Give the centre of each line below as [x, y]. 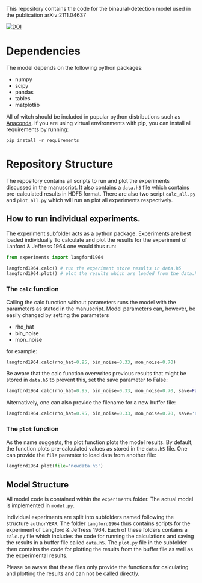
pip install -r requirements [43, 140]
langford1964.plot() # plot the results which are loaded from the [93, 274]
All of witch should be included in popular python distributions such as [93, 116]
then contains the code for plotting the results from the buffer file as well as [100, 549]
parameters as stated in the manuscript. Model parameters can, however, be [101, 309]
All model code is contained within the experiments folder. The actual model [100, 499]
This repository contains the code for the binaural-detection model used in [99, 9]
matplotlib [27, 105]
